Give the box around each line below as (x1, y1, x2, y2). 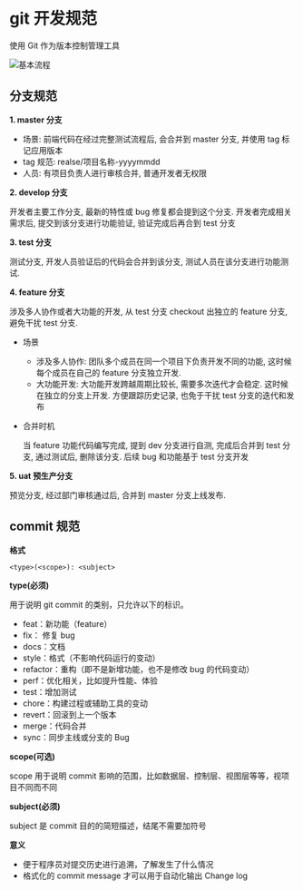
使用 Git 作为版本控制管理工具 (9, 40, 121, 51)
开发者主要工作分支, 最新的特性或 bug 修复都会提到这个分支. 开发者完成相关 (9, 206, 292, 217)
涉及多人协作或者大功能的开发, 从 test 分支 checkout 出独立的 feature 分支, (9, 306, 288, 317)
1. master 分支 (9, 114, 63, 125)
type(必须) (9, 580, 50, 591)
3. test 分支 (9, 237, 52, 248)
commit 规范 (9, 519, 80, 534)
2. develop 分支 (9, 187, 68, 198)
